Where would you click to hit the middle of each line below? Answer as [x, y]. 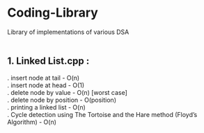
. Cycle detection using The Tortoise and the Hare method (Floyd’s [102, 114]
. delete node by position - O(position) [62, 100]
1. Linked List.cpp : [48, 61]
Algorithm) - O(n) [32, 122]
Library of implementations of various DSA [68, 32]
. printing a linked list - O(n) [46, 107]
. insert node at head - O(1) [46, 85]
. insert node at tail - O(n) [44, 78]
